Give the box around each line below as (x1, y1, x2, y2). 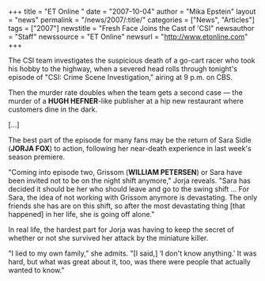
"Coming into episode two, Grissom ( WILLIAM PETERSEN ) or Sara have (8, 168, 243, 177)
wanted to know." (8, 265, 65, 275)
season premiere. (8, 152, 66, 161)
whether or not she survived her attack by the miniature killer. (8, 234, 209, 242)
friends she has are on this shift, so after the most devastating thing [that (8, 201, 245, 211)
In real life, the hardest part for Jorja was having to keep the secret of (8, 225, 235, 234)
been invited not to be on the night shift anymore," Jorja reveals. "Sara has (8, 176, 251, 185)
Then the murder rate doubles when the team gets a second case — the (8, 88, 243, 97)
